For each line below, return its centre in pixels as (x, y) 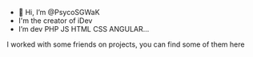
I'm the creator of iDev (55, 21)
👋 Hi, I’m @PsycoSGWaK (59, 12)
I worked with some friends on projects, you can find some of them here (126, 44)
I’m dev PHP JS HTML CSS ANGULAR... (84, 29)
